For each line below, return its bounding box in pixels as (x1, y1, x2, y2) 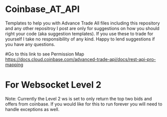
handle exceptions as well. (5, 106, 60, 112)
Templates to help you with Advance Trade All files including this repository (5, 20, 161, 26)
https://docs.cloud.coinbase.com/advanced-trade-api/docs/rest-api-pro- (5, 56, 156, 62)
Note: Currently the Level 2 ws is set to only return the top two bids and (5, 95, 152, 101)
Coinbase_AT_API (5, 3, 80, 15)
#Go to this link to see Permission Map (5, 51, 85, 57)
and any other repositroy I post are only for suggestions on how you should (5, 25, 160, 31)
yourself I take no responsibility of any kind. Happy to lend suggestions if (5, 36, 156, 42)
